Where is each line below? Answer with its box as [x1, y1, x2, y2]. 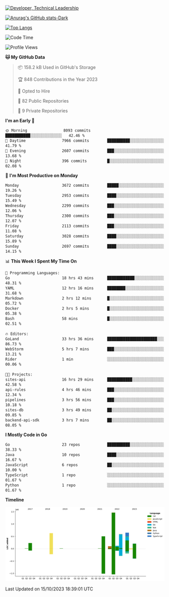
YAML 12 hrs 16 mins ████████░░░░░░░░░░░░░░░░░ [5, 286, 164, 291]
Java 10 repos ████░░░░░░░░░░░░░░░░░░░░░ [5, 452, 164, 457]
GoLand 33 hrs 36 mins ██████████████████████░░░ [5, 337, 164, 342]
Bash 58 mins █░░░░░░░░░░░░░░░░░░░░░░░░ [5, 316, 164, 321]
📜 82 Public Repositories [17, 98, 69, 104]
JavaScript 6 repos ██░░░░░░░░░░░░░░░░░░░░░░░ [5, 462, 164, 468]
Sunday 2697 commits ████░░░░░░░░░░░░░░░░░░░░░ [5, 244, 164, 249]
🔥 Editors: [5, 331, 29, 337]
